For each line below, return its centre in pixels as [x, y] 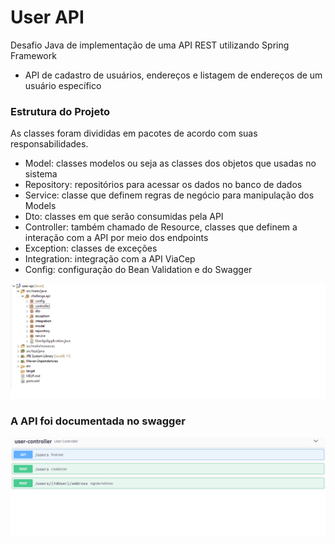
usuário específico [63, 85]
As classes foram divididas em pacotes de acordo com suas [134, 133]
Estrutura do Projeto [60, 111]
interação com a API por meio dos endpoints [116, 238]
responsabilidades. [49, 144]
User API [47, 17]
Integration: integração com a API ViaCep [110, 259]
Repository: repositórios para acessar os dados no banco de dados [163, 185]
